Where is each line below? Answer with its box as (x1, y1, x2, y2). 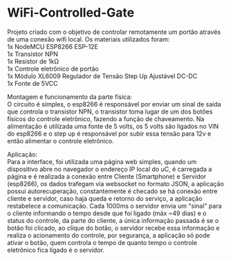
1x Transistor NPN (7, 50, 59, 58)
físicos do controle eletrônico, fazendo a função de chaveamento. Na (7, 114, 205, 123)
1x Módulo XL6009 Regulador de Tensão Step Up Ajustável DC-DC (7, 71, 198, 80)
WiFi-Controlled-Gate (7, 5, 135, 21)
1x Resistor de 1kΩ (7, 57, 59, 65)
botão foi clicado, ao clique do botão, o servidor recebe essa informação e (7, 224, 220, 232)
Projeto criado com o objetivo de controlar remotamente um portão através (7, 28, 221, 36)
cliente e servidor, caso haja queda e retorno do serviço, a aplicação (7, 194, 203, 202)
